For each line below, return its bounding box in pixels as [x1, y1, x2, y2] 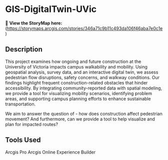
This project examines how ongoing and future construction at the [5, 58, 141, 64]
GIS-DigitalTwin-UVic [5, 3, 96, 15]
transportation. [5, 101, 36, 107]
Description [5, 45, 42, 53]
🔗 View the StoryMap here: [5, 20, 62, 26]
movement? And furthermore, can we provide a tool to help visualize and [5, 116, 155, 122]
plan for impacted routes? [5, 121, 58, 127]
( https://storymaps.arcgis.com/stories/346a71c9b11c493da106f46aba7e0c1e [5, 25, 163, 31]
